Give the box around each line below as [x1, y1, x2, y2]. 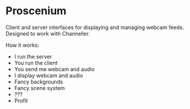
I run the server [14, 53, 52, 60]
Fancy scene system [14, 84, 65, 91]
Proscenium [5, 4, 67, 18]
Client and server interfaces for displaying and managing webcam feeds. [5, 24, 184, 31]
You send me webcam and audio [14, 65, 95, 72]
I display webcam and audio [14, 72, 83, 79]
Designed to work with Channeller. [5, 30, 91, 37]
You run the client [14, 59, 58, 66]
